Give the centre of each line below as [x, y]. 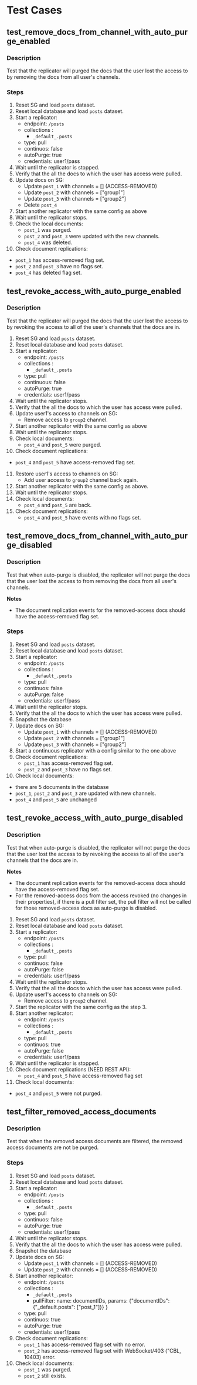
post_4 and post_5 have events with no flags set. [82, 517]
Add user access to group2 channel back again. [81, 480]
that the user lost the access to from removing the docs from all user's [92, 581]
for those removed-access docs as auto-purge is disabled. [86, 908]
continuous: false [45, 382]
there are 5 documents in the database [62, 787]
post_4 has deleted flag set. [48, 273]
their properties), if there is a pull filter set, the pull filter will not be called [103, 901]
